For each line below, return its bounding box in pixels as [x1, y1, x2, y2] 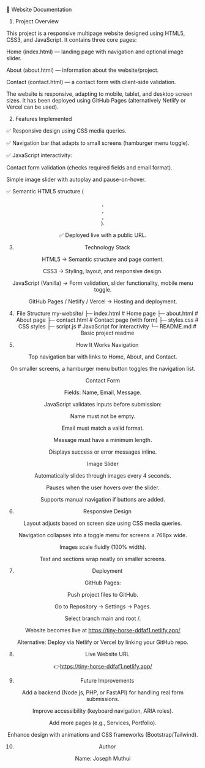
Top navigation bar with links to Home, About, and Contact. [28, 353, 177, 360]
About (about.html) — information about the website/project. [6, 66, 159, 74]
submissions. [86, 696, 120, 702]
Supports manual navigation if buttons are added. [40, 496, 165, 503]
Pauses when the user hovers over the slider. [45, 484, 160, 491]
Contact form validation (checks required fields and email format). [6, 164, 173, 171]
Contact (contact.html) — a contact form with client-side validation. [6, 79, 176, 85]
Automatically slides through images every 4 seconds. [34, 472, 171, 479]
